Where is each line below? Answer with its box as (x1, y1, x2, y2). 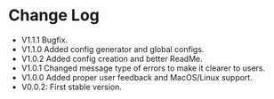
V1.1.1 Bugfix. (20, 34, 68, 45)
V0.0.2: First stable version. (20, 81, 122, 92)
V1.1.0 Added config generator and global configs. (20, 43, 205, 54)
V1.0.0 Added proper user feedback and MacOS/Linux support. (20, 72, 253, 82)
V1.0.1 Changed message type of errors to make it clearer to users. (20, 63, 266, 73)
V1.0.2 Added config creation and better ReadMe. (20, 53, 203, 64)
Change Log (8, 5, 100, 26)
